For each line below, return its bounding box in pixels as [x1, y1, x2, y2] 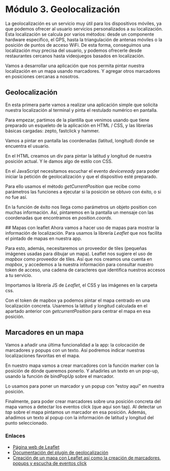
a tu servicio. [5, 272, 32, 278]
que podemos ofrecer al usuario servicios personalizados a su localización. [5, 25, 163, 32]
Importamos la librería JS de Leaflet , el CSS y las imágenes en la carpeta [5, 282, 158, 288]
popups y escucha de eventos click [12, 460, 87, 466]
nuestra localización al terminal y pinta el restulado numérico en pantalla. [5, 107, 158, 113]
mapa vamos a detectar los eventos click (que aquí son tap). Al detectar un [5, 403, 162, 410]
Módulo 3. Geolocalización [5, 4, 120, 15]
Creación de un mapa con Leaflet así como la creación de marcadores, [12, 455, 161, 461]
